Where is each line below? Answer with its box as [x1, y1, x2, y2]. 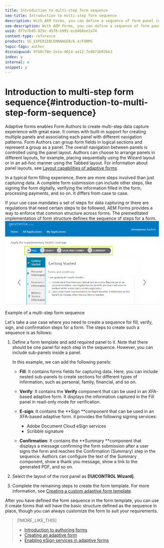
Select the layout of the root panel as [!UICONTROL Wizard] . [12, 473, 135, 479]
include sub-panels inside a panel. [12, 349, 82, 355]
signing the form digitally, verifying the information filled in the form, [5, 185, 142, 191]
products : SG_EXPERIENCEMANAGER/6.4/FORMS [5, 39, 93, 44]
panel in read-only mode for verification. [19, 399, 101, 405]
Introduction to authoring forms [24, 527, 88, 533]
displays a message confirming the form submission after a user [19, 443, 149, 449]
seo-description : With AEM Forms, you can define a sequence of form [5, 24, 150, 28]
